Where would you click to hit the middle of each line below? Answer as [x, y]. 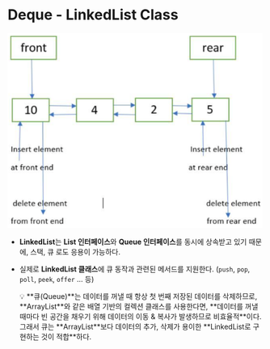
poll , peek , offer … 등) [57, 279]
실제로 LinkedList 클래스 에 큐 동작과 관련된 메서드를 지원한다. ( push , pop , [135, 269]
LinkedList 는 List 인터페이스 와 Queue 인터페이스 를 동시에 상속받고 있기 [133, 242]
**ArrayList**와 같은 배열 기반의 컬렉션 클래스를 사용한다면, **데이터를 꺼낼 [139, 306]
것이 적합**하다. [66, 336]
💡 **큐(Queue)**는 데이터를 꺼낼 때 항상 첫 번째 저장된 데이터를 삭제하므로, [138, 296]
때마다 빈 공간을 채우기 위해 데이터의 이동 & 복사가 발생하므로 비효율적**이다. [140, 316]
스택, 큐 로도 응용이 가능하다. [76, 251]
